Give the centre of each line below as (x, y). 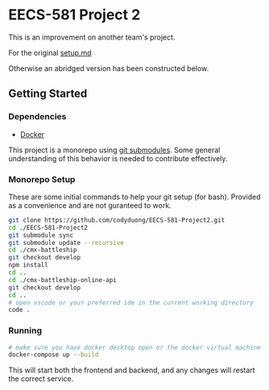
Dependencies (37, 117)
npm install (28, 265)
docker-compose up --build (54, 355)
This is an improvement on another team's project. (92, 37)
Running (25, 330)
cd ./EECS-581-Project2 (48, 227)
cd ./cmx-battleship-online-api (62, 280)
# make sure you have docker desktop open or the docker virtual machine (135, 347)
